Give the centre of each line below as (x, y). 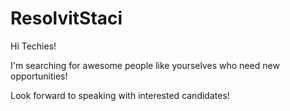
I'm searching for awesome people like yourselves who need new (145, 65)
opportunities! (39, 76)
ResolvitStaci (66, 18)
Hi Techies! (33, 46)
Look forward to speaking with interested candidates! (120, 95)
